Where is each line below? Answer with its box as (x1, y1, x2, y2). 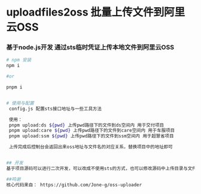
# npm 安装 (6, 57, 32, 63)
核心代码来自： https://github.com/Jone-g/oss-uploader (6, 181, 142, 188)
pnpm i (6, 84, 23, 90)
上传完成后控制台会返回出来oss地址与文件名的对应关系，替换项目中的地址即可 (8, 144, 173, 150)
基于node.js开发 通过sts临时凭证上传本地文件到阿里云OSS (6, 43, 175, 51)
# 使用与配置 (6, 100, 34, 106)
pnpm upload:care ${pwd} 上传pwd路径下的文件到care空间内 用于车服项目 (8, 128, 175, 134)
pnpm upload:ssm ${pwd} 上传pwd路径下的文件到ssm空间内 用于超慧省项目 (8, 133, 174, 139)
